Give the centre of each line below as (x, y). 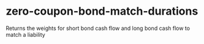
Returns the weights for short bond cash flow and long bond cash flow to (98, 28)
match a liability (25, 34)
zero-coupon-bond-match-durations (102, 11)
